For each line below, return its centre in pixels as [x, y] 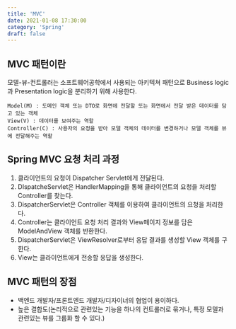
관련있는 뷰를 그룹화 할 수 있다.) [61, 318]
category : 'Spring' [36, 27]
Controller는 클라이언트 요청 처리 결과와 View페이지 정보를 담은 [105, 222]
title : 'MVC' [26, 14]
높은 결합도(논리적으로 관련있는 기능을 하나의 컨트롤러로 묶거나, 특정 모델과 [120, 309]
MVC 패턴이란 [37, 64]
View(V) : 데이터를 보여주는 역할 [51, 121]
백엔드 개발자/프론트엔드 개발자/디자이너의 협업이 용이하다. [98, 300]
